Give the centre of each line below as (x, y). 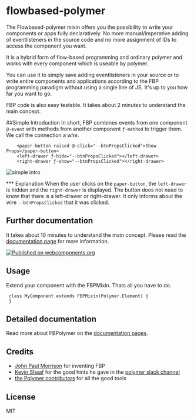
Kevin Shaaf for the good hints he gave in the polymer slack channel (97, 372)
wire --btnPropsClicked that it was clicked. (58, 202)
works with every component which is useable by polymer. (77, 63)
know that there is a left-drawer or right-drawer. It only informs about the (94, 196)
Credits (20, 352)
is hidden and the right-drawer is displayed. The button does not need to (95, 190)
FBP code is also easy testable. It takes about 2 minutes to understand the (96, 105)
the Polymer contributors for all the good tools (71, 378)
